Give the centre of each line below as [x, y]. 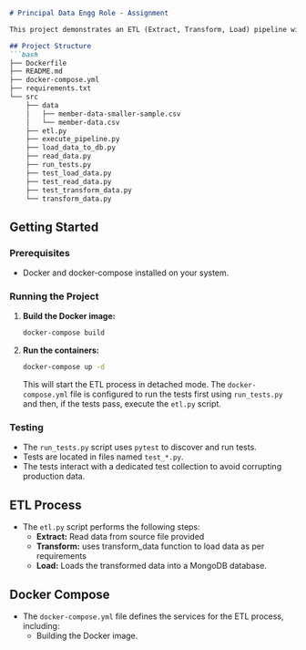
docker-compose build [63, 333]
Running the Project [54, 296]
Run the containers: [61, 350]
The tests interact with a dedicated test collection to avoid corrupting [152, 467]
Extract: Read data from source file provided [120, 537]
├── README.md [36, 72]
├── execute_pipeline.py [73, 139]
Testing [26, 428]
